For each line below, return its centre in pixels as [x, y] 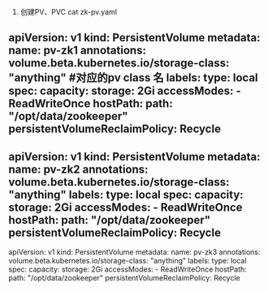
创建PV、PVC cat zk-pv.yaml [69, 12]
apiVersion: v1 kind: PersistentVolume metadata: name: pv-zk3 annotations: [134, 252]
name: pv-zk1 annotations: [77, 51]
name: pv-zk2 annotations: [78, 169]
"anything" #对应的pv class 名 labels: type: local [133, 78]
